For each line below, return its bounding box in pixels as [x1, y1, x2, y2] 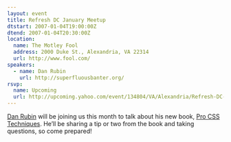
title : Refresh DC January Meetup [7, 17, 107, 23]
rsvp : [7, 81, 23, 88]
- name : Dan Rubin [13, 68, 67, 74]
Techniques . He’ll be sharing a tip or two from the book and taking [7, 120, 195, 128]
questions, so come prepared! [7, 127, 93, 135]
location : [7, 36, 36, 43]
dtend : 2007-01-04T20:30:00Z [7, 29, 91, 37]
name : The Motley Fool [13, 42, 78, 49]
